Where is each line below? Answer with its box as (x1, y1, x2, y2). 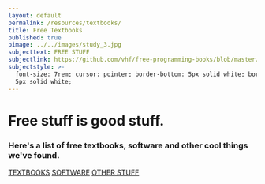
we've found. (8, 149, 61, 160)
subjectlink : (8, 56, 51, 64)
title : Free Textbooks (8, 26, 83, 34)
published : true (8, 33, 62, 42)
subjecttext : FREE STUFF (8, 48, 90, 56)
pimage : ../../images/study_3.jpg (8, 41, 122, 49)
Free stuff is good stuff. (8, 111, 165, 130)
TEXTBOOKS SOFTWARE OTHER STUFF (8, 167, 140, 177)
